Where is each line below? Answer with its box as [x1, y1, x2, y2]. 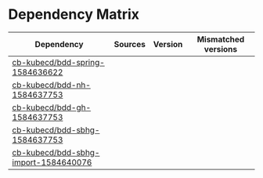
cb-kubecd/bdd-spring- [12, 56, 106, 67]
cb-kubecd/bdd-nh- [12, 79, 92, 90]
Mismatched [196, 34, 245, 45]
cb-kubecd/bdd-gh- [12, 102, 92, 113]
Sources [113, 38, 146, 49]
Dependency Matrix [8, 5, 139, 24]
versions [204, 43, 237, 54]
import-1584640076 [12, 157, 92, 168]
